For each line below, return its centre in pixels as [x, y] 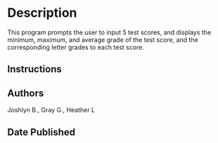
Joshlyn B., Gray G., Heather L [51, 110]
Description [42, 13]
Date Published [41, 132]
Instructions [34, 69]
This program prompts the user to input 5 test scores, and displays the [109, 32]
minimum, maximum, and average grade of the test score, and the [103, 39]
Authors [26, 93]
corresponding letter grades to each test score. [76, 47]
